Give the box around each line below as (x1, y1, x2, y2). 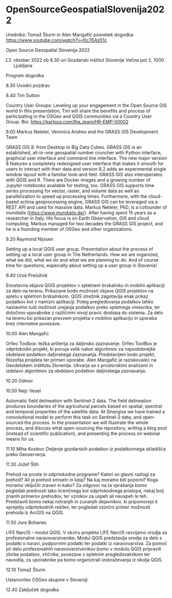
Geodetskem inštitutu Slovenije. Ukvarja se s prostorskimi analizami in (6, 362, 153, 368)
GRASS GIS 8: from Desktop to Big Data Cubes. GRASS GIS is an (6, 144, 142, 150)
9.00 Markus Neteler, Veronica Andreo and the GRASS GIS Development (6, 129, 158, 135)
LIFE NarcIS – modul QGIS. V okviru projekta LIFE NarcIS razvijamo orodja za (6, 529, 167, 535)
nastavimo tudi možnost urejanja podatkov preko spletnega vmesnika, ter (6, 304, 160, 310)
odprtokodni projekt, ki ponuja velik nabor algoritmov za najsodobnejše (6, 346, 156, 352)
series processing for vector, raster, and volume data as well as (6, 188, 139, 194)
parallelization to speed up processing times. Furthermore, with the (6, 193, 147, 199)
